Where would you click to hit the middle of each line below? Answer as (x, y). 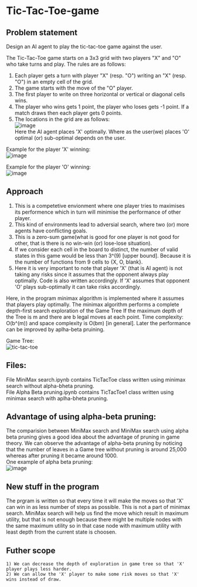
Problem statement (42, 33)
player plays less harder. (39, 569)
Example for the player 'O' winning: (48, 167)
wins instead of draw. (34, 579)
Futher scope (31, 550)
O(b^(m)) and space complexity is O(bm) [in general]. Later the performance (98, 323)
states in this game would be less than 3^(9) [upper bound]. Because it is (103, 255)
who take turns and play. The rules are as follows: (66, 64)
